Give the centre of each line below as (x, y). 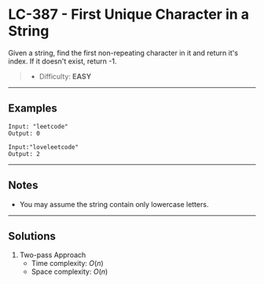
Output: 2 (24, 154)
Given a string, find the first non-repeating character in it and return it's (123, 53)
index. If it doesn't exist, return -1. (62, 61)
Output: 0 (24, 133)
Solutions (32, 236)
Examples (33, 109)
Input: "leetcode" (38, 126)
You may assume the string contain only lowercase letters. (114, 204)
